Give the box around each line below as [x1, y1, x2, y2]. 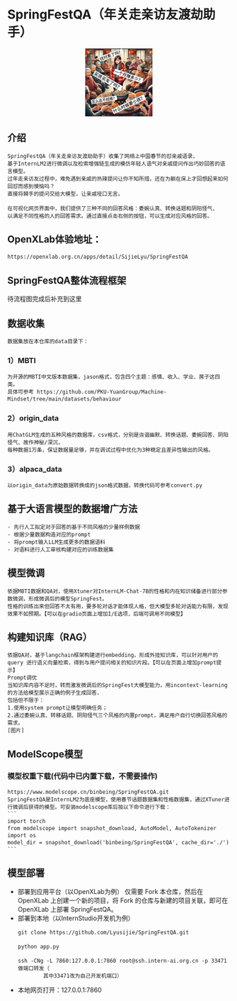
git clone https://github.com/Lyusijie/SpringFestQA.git [17, 929, 190, 936]
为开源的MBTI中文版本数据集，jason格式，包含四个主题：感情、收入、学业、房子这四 [7, 374, 221, 381]
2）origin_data [7, 413, 59, 423]
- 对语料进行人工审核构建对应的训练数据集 [7, 546, 115, 553]
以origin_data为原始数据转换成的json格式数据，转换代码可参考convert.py [7, 481, 203, 489]
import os [7, 832, 37, 839]
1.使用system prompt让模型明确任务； [7, 705, 108, 712]
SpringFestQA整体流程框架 [7, 274, 127, 286]
